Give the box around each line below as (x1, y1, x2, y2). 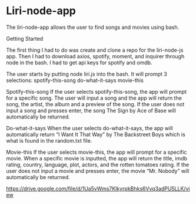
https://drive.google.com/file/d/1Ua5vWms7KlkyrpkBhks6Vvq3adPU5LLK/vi (6, 185, 190, 192)
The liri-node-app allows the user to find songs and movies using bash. (6, 24, 180, 31)
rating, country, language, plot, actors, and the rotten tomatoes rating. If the (6, 161, 190, 168)
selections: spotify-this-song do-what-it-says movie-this (6, 77, 144, 84)
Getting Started (6, 35, 44, 42)
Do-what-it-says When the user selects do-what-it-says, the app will (6, 124, 173, 131)
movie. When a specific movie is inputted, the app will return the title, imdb (6, 154, 187, 162)
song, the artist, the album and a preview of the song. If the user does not (6, 100, 185, 107)
